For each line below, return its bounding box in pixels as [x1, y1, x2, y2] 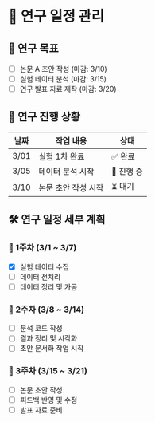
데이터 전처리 [19, 272, 61, 282]
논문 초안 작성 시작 [38, 182, 104, 193]
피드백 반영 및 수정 [19, 395, 78, 404]
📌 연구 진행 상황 [8, 109, 81, 124]
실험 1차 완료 [38, 151, 85, 162]
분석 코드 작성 [19, 324, 63, 333]
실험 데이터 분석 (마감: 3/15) [19, 74, 107, 84]
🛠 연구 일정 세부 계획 [8, 213, 106, 227]
